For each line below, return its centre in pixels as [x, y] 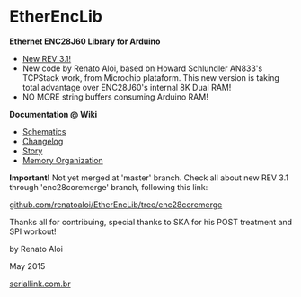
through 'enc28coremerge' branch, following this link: [109, 187]
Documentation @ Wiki [53, 114]
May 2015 [27, 266]
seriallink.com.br [40, 284]
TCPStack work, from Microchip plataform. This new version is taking [151, 77]
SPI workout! [33, 231]
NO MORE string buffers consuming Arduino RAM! [115, 97]
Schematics [44, 131]
